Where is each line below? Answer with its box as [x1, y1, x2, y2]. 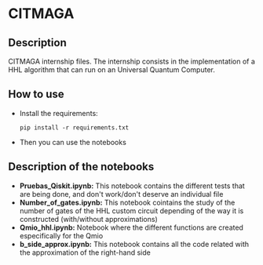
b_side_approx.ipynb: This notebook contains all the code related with [19, 239, 250, 249]
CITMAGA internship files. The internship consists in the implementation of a [8, 56, 255, 66]
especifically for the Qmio [19, 231, 104, 240]
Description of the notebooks [8, 160, 155, 173]
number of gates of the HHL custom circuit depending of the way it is [19, 205, 244, 216]
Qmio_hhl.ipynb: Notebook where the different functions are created [19, 223, 243, 232]
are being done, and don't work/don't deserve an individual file [19, 189, 224, 198]
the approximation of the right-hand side [19, 248, 151, 257]
